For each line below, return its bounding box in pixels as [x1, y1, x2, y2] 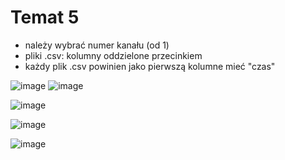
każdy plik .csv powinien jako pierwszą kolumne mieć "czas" [24, 60, 276, 72]
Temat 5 [10, 6, 80, 29]
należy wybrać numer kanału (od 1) [24, 39, 170, 51]
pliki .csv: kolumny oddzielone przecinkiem [24, 49, 203, 61]
